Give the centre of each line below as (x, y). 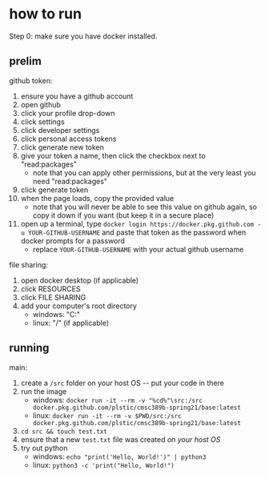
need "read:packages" (70, 181)
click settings (42, 122)
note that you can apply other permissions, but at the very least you (144, 172)
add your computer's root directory (78, 306)
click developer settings (60, 130)
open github (40, 104)
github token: (31, 80)
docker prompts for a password (72, 240)
